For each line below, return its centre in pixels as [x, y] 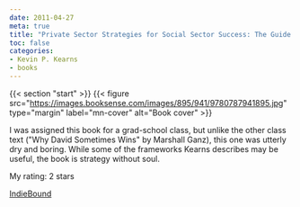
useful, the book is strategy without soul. [84, 158]
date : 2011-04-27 [42, 18]
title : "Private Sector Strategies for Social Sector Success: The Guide [150, 34]
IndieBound [31, 193]
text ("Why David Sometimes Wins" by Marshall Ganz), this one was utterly [148, 139]
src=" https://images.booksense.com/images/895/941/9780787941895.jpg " [148, 103]
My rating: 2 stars [42, 175]
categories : [31, 51]
